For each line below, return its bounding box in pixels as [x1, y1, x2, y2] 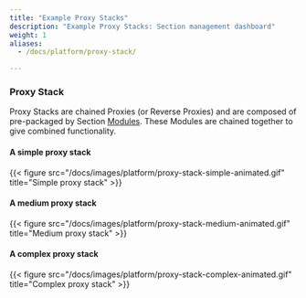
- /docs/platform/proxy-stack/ [17, 48, 137, 57]
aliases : [9, 38, 43, 48]
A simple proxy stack [9, 147, 91, 158]
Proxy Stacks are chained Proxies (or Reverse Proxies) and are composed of [9, 106, 297, 117]
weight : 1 [9, 30, 47, 39]
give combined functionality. [9, 125, 117, 137]
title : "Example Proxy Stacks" [9, 13, 129, 23]
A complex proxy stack [9, 249, 99, 260]
